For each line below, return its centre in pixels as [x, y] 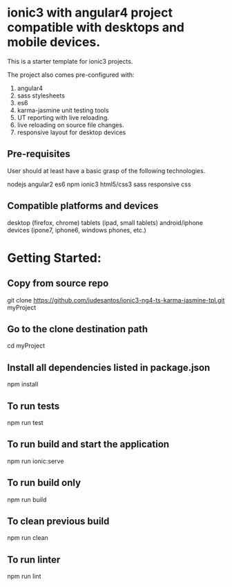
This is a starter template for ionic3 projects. [70, 61]
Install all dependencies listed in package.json [109, 367]
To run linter [34, 560]
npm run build [27, 499]
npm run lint [24, 577]
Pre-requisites [39, 154]
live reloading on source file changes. [70, 125]
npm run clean [28, 538]
